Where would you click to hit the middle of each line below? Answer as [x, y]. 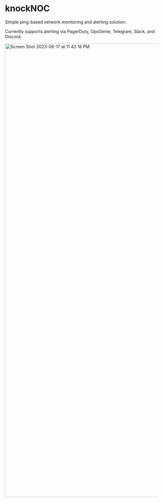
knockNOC [27, 9]
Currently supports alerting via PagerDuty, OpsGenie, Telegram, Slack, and [80, 31]
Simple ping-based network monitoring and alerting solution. [66, 22]
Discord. [13, 37]
